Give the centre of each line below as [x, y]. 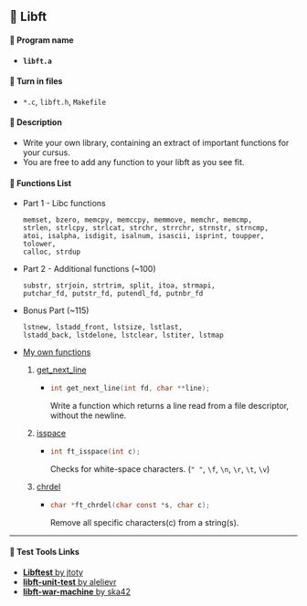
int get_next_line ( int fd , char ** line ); [130, 389]
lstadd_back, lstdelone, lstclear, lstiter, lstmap [123, 335]
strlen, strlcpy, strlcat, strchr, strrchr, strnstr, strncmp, [146, 228]
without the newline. [88, 415]
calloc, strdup [52, 252]
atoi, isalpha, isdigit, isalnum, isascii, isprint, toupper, [143, 236]
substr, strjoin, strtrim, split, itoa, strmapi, [119, 286]
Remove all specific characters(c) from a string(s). [144, 522]
